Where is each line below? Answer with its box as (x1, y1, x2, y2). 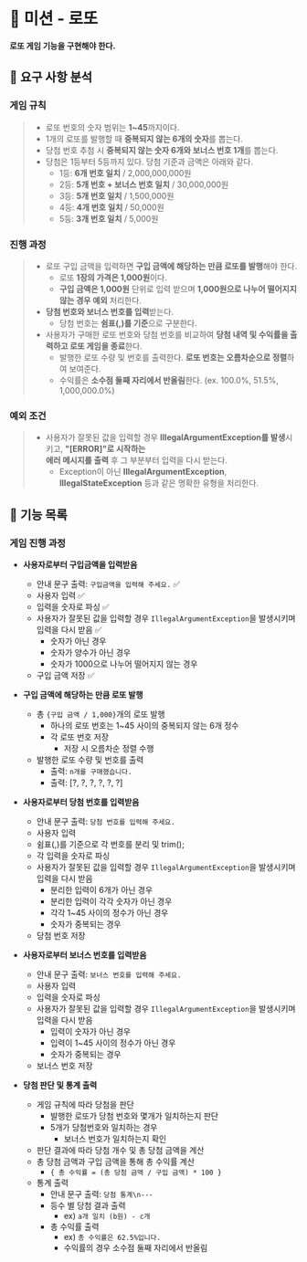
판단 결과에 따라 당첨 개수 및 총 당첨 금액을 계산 (36, 1144, 205, 1155)
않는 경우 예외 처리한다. (58, 294, 142, 306)
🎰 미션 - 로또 (9, 8, 99, 29)
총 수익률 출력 (49, 1221, 100, 1232)
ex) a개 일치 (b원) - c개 (63, 1210, 151, 1221)
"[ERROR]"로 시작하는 (65, 444, 146, 455)
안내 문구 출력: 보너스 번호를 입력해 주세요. (36, 969, 182, 980)
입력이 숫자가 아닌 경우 (49, 1025, 132, 1036)
